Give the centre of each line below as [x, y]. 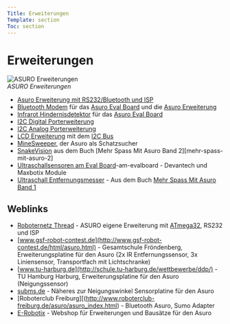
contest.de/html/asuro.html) [57, 247]
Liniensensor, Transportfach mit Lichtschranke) [84, 262]
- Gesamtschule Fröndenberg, [140, 247]
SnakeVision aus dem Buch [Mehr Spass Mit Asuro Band [97, 151]
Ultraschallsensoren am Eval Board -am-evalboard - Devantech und [112, 165]
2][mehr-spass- [200, 151]
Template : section [33, 20]
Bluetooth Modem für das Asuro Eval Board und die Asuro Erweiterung [117, 107]
